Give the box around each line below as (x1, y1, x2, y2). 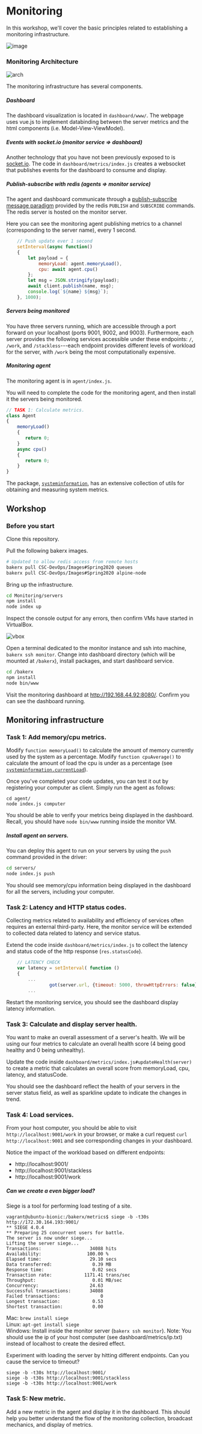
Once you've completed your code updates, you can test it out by (6, 777, 169, 785)
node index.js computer (6, 801, 66, 807)
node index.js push (6, 871, 55, 877)
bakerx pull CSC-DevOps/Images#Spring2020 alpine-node (6, 570, 147, 576)
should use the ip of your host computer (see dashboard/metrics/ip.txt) (6, 1334, 183, 1341)
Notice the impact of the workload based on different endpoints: (6, 1149, 165, 1156)
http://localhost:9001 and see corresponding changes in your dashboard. (6, 1137, 193, 1144)
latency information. (6, 1005, 56, 1012)
